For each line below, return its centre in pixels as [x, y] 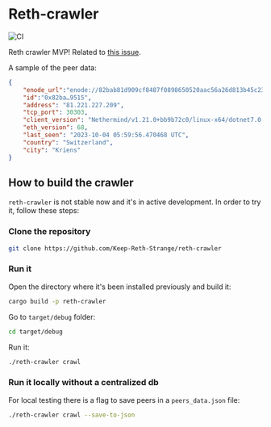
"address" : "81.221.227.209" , [74, 105]
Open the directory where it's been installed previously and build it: [120, 287]
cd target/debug [35, 332]
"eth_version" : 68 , [56, 128]
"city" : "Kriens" [52, 150]
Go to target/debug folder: [52, 316]
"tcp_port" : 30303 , [56, 113]
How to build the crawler [71, 182]
